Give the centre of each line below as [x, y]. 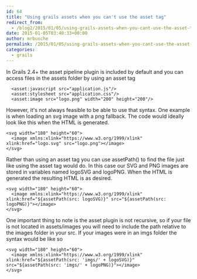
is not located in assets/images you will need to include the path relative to [96, 226]
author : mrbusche [27, 39]
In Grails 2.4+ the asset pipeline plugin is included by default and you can [95, 72]
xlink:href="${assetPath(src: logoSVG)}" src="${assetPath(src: [86, 199]
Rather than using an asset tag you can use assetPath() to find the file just [95, 159]
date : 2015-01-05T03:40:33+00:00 [47, 33]
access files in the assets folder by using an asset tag [71, 78]
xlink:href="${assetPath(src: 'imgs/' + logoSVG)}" [70, 260]
